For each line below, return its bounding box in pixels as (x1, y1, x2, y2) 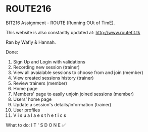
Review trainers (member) (13, 80, 68, 86)
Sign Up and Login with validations (13, 58, 85, 64)
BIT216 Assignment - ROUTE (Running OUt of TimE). (6, 20, 115, 26)
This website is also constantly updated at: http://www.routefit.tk (6, 29, 140, 35)
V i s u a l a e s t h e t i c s (13, 112, 66, 118)
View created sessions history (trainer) (13, 75, 94, 81)
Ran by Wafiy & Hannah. (6, 39, 56, 45)
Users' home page (13, 96, 52, 102)
